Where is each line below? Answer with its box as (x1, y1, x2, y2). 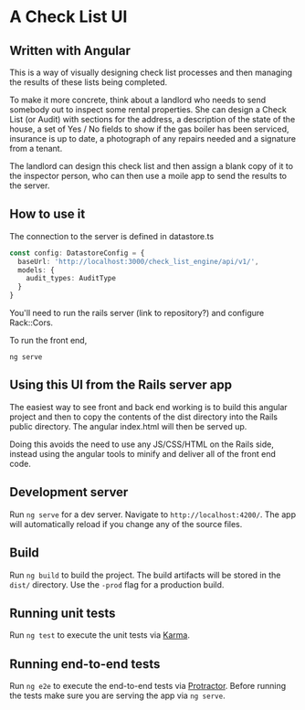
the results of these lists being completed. (9, 77, 168, 88)
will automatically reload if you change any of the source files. (9, 518, 243, 529)
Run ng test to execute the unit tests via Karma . (9, 630, 190, 641)
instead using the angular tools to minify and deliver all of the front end (9, 448, 277, 459)
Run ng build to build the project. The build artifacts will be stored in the (9, 569, 281, 580)
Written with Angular (9, 43, 131, 58)
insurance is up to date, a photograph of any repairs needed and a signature (9, 133, 297, 143)
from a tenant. (9, 143, 63, 154)
